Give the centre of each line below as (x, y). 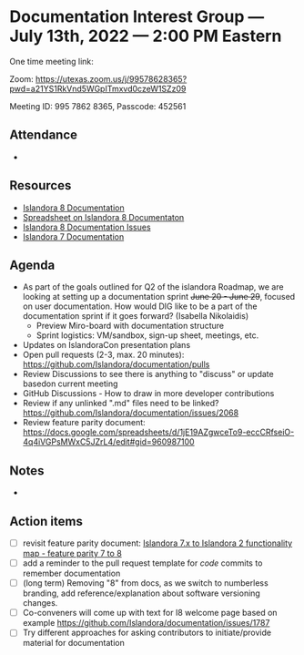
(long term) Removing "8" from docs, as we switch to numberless (145, 583)
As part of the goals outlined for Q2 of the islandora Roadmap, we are (153, 287)
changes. (40, 603)
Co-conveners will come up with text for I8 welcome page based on (150, 613)
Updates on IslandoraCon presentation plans (106, 345)
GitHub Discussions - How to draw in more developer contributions (148, 394)
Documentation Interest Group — (137, 17)
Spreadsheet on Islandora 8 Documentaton (103, 217)
